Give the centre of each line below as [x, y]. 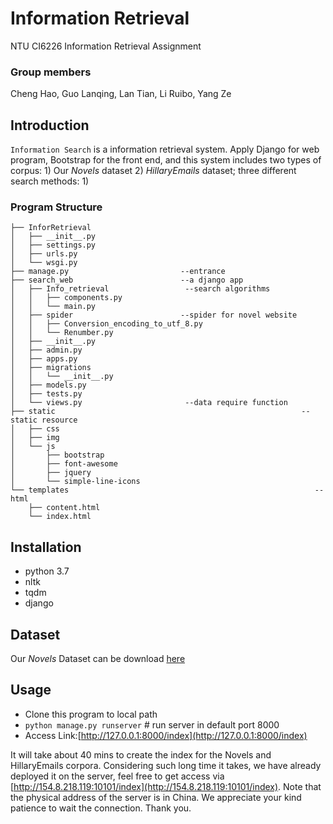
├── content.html [64, 508]
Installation [46, 547]
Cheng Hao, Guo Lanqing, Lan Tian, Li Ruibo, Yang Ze [121, 94]
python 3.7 [47, 571]
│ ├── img [35, 438]
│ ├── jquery [51, 473]
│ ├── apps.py [44, 359]
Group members [51, 72]
